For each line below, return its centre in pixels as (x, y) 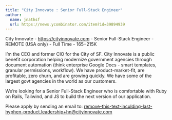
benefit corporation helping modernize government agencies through (79, 60)
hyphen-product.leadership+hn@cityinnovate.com (59, 112)
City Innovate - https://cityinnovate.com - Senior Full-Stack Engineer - (80, 39)
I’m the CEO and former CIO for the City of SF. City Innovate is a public (80, 54)
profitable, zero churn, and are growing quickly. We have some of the (79, 76)
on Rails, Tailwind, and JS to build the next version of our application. (78, 97)
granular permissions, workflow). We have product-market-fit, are (75, 70)
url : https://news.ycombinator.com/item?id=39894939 (68, 24)
